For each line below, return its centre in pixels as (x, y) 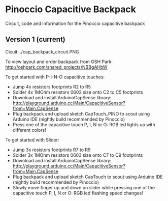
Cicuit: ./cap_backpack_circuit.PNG (42, 51)
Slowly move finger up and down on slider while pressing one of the (84, 187)
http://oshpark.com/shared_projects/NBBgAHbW (56, 67)
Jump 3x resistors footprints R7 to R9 (52, 150)
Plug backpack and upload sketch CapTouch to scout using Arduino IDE (88, 177)
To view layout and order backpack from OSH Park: (59, 62)
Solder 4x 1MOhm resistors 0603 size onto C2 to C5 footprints (78, 92)
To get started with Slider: (32, 140)
